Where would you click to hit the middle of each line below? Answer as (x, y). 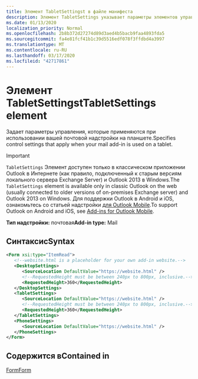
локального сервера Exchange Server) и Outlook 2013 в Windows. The (93, 180)
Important (18, 156)
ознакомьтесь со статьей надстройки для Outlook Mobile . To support (92, 205)
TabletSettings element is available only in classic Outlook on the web (92, 186)
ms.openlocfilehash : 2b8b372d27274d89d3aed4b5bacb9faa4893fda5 (85, 34)
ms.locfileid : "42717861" (38, 61)
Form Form (19, 370)
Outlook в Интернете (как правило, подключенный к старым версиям (94, 174)
